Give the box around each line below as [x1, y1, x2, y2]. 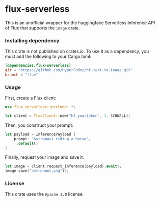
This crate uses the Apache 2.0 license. [5, 191, 84, 197]
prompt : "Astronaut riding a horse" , [14, 136, 91, 141]
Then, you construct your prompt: [5, 122, 74, 128]
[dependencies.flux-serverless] [5, 63, 71, 68]
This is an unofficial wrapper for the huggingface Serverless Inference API [5, 20, 155, 26]
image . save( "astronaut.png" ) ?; [5, 169, 69, 173]
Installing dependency [5, 37, 60, 44]
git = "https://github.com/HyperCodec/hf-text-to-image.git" [5, 68, 133, 73]
